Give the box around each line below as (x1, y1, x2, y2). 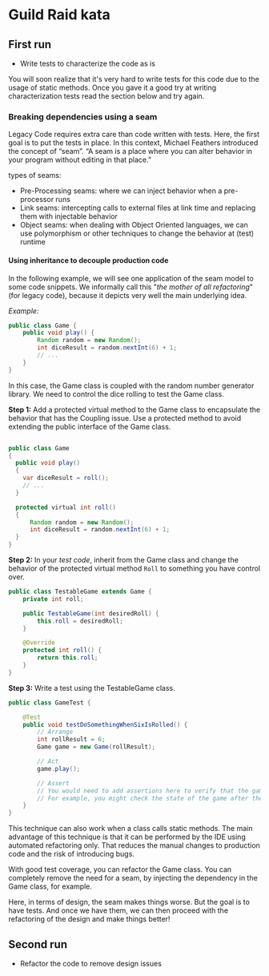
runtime (19, 237, 46, 247)
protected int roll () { (22, 647, 102, 655)
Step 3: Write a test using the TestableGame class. (8, 683, 175, 692)
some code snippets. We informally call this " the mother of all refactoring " (8, 282, 254, 292)
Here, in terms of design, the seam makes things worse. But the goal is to (8, 897, 251, 907)
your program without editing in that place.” (8, 155, 152, 165)
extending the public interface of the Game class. (8, 421, 171, 431)
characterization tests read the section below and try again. (8, 91, 205, 101)
